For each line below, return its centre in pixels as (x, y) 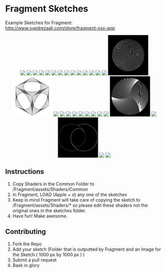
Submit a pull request (34, 260)
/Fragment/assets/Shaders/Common (50, 189)
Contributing (26, 232)
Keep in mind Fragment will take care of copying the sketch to (76, 200)
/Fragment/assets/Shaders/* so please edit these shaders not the (80, 205)
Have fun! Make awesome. (40, 216)
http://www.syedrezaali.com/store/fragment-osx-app (60, 28)
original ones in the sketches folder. (49, 210)
